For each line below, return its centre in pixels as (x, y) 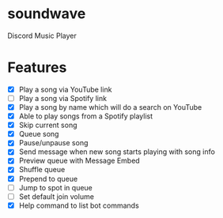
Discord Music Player (42, 36)
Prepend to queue (48, 179)
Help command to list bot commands (79, 205)
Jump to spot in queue (55, 187)
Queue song (39, 134)
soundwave (47, 14)
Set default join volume (56, 196)
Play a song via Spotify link (63, 98)
